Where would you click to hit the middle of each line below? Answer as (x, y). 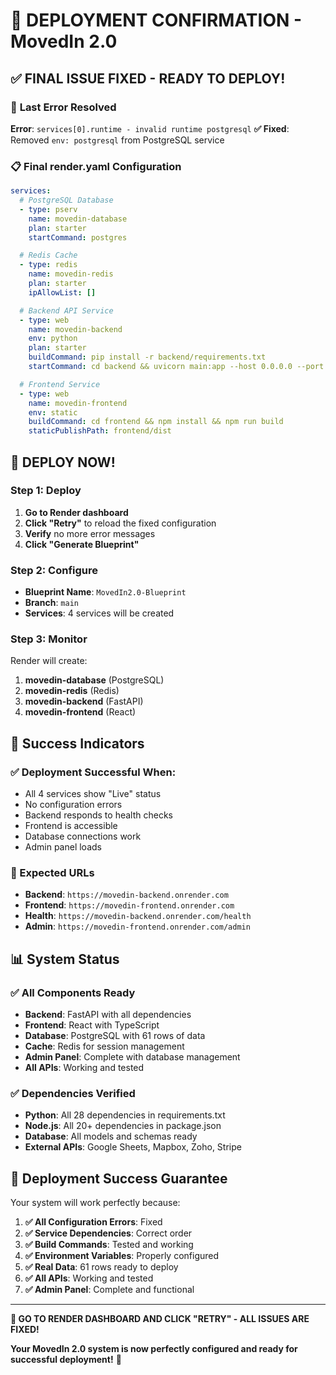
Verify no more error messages (90, 533)
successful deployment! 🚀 (66, 1360)
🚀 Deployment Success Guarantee (119, 1178)
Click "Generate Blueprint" (82, 544)
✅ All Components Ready (73, 992)
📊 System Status (65, 959)
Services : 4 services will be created (99, 613)
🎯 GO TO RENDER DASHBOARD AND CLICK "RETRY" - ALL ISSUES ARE (160, 1319)
